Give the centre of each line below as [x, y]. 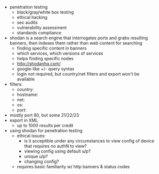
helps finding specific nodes [45, 58]
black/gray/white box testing [45, 12]
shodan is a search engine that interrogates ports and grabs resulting [79, 38]
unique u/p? [36, 156]
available [26, 79]
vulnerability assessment [42, 28]
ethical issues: [31, 136]
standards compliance [39, 33]
